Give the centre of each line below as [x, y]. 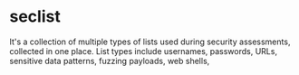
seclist [35, 17]
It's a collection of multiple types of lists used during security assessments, [150, 42]
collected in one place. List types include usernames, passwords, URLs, [144, 51]
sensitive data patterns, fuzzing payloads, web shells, [110, 61]
